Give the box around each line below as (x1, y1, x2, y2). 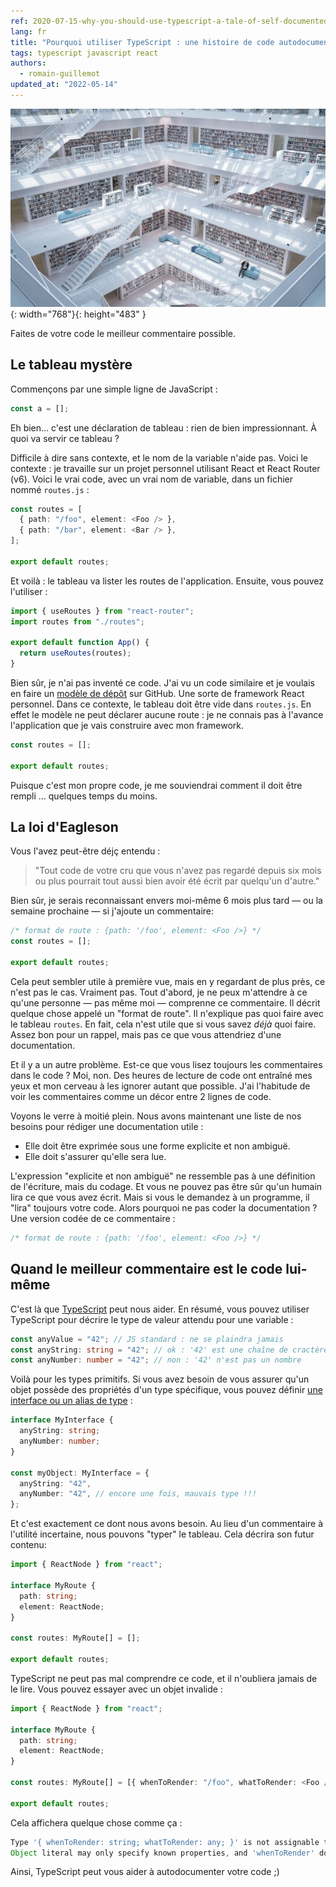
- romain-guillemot (19, 69, 101, 79)
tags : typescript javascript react (10, 48, 159, 58)
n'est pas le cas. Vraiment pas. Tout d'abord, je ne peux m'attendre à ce (10, 986, 308, 998)
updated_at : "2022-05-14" (10, 80, 118, 90)
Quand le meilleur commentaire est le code (10, 1261, 283, 1278)
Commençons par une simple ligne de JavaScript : (10, 383, 218, 395)
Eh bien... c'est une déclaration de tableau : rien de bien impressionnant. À (10, 421, 317, 434)
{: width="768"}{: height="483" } (10, 308, 147, 320)
